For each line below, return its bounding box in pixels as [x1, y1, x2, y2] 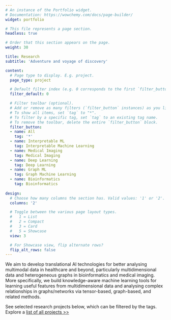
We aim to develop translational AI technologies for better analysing [5, 261, 147, 267]
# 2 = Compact [10, 219, 44, 225]
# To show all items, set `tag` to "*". [10, 110, 97, 115]
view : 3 [10, 233, 26, 238]
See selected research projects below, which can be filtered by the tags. [5, 304, 157, 310]
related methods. [5, 294, 41, 300]
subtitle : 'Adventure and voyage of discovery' [5, 59, 108, 64]
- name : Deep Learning [10, 158, 58, 163]
